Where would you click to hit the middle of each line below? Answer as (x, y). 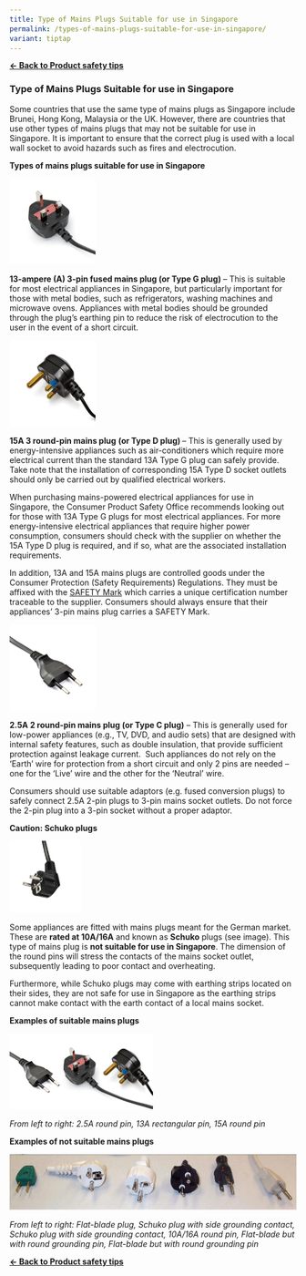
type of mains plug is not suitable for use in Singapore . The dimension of (148, 947)
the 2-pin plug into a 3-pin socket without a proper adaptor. (121, 810)
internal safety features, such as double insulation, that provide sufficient (147, 745)
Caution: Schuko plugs (53, 828)
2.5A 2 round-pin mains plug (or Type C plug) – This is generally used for (149, 725)
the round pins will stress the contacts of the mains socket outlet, (132, 956)
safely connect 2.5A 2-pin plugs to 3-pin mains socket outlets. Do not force (151, 801)
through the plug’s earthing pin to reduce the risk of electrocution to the (144, 317)
